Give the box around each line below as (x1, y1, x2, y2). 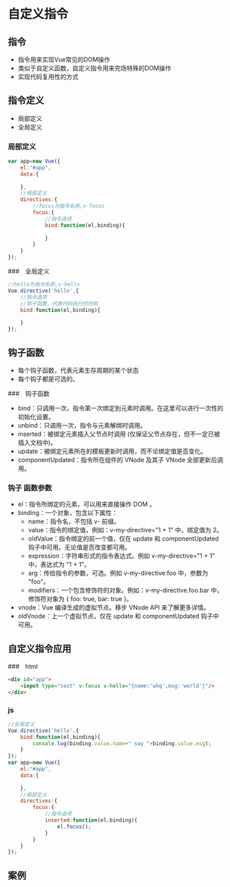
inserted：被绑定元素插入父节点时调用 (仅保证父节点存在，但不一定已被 (17, 430, 220, 438)
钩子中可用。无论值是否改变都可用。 (28, 543, 132, 552)
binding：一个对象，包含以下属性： (17, 509, 118, 517)
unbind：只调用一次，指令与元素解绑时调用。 (17, 421, 147, 429)
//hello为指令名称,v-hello (8, 281, 80, 288)
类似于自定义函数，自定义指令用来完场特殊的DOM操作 (17, 64, 171, 72)
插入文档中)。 (17, 438, 57, 446)
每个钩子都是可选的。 (17, 375, 79, 383)
